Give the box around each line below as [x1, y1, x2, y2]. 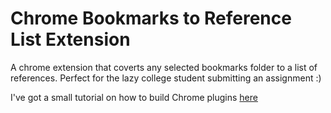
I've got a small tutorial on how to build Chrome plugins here [10, 91, 258, 103]
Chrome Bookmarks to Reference [10, 7, 292, 30]
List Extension [10, 28, 131, 51]
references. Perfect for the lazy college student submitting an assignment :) [10, 72, 322, 84]
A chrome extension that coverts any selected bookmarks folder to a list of [10, 61, 318, 73]
